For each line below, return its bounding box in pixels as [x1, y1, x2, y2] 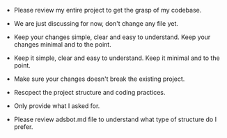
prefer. [13, 123, 33, 131]
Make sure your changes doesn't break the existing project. [13, 75, 185, 83]
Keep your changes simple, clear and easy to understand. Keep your [13, 33, 211, 41]
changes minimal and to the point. [13, 40, 111, 48]
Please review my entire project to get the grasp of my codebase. [13, 6, 202, 14]
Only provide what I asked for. [13, 102, 100, 110]
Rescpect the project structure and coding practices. [13, 89, 166, 96]
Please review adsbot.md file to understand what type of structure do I [13, 115, 217, 123]
